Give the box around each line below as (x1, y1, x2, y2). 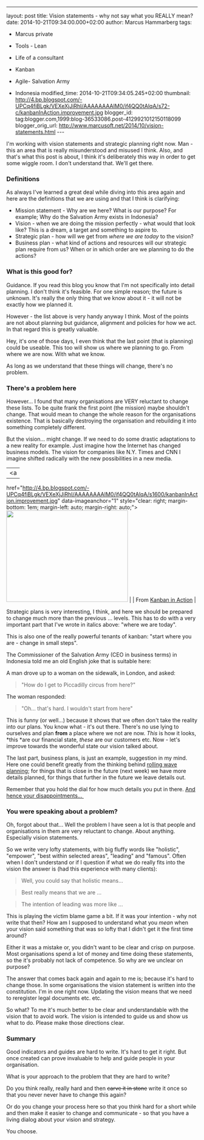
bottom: (6, 504, 26, 511)
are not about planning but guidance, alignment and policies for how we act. (6, 319, 197, 326)
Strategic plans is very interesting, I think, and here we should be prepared (6, 608, 193, 615)
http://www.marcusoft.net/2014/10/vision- (58, 122, 164, 129)
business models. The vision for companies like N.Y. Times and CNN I (6, 448, 181, 455)
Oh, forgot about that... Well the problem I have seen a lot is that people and (6, 821, 196, 828)
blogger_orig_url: (15, 122, 58, 129)
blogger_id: (104, 109, 133, 116)
